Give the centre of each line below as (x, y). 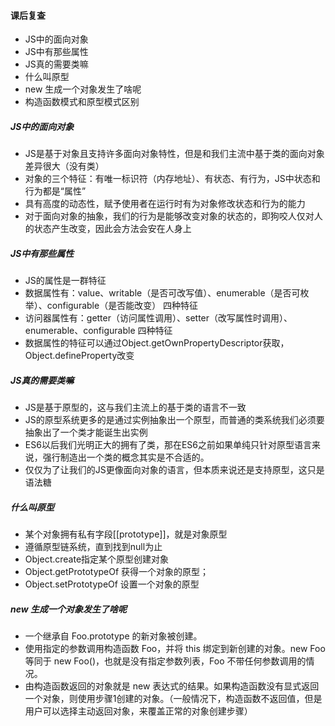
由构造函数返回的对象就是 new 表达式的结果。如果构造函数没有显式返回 (172, 686)
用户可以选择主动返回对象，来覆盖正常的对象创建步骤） (138, 711)
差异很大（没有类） (64, 166)
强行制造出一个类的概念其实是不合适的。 (126, 457)
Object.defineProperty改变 (79, 356)
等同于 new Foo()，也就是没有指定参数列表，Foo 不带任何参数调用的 (165, 661)
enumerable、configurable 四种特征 (98, 331)
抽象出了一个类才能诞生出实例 (86, 432)
